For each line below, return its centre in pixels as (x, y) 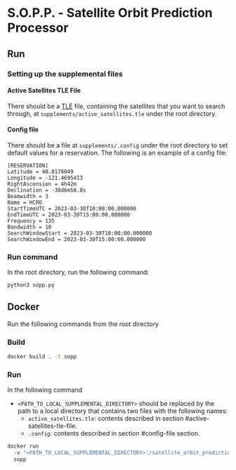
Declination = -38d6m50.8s (47, 190)
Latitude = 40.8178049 (40, 171)
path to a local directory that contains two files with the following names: (123, 411)
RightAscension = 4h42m (42, 184)
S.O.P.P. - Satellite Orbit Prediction (110, 13)
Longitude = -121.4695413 (45, 178)
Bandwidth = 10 (29, 227)
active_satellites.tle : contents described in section (106, 419)
